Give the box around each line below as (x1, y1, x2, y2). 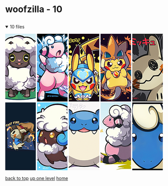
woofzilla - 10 (5, 4, 63, 15)
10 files (10, 24, 25, 30)
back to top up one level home (5, 175, 68, 181)
